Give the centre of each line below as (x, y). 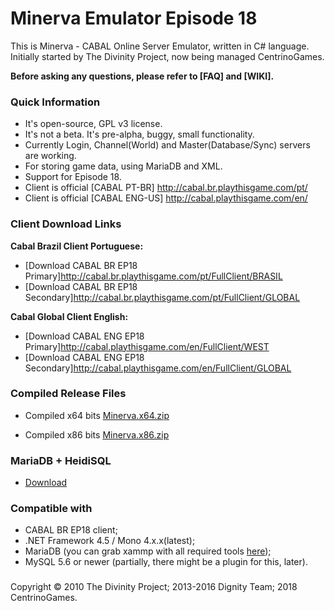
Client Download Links (66, 224)
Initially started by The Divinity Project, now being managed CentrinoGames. (167, 56)
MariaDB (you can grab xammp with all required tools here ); (148, 551)
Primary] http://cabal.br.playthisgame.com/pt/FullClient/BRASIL (153, 276)
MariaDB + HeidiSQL (61, 460)
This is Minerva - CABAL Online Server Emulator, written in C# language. (160, 46)
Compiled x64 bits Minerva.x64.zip (97, 415)
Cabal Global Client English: (69, 316)
